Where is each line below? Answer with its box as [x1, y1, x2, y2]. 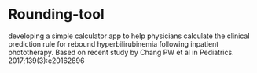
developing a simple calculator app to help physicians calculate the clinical [8, 31, 250, 40]
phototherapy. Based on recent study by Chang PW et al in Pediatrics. [8, 47, 234, 57]
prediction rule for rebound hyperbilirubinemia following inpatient [8, 39, 219, 48]
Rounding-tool [8, 5, 105, 23]
